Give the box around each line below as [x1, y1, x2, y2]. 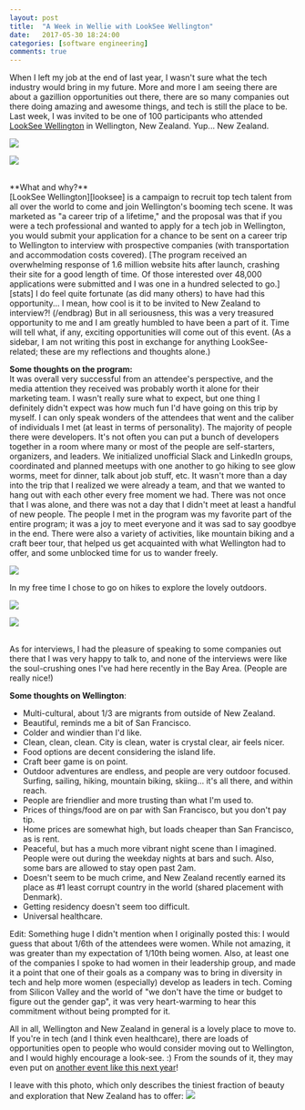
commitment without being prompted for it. [9, 1006, 171, 1017]
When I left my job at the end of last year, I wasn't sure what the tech [9, 72, 268, 83]
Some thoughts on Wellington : [9, 691, 127, 701]
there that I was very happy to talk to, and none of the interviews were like [9, 653, 288, 664]
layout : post [9, 13, 59, 23]
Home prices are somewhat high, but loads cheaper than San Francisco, [22, 824, 294, 835]
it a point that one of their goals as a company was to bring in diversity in [9, 967, 283, 978]
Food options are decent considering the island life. [22, 747, 216, 758]
